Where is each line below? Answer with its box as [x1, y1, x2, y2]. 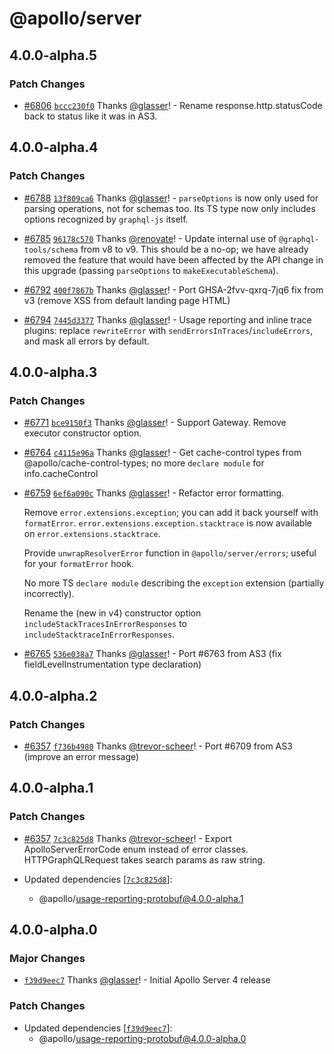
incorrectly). [23, 588, 75, 600]
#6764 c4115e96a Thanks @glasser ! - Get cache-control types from [23, 447, 302, 459]
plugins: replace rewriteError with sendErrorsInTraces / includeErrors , [23, 324, 314, 336]
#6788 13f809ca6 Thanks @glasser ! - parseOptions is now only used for [23, 192, 319, 204]
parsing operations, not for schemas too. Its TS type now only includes [23, 202, 316, 214]
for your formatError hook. [23, 558, 135, 570]
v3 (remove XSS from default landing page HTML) [23, 294, 231, 306]
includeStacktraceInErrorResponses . [23, 628, 176, 641]
